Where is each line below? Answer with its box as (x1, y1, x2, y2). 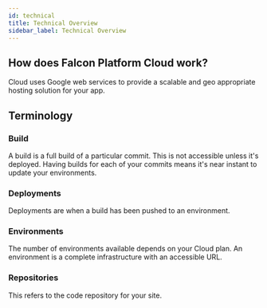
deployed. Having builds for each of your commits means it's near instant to (8, 159, 257, 168)
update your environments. (8, 168, 97, 177)
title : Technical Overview (8, 19, 98, 27)
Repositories (8, 272, 59, 283)
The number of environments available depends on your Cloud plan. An (8, 244, 243, 254)
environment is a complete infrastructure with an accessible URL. (8, 252, 223, 262)
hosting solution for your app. (8, 85, 105, 96)
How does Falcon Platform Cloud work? (8, 56, 209, 69)
